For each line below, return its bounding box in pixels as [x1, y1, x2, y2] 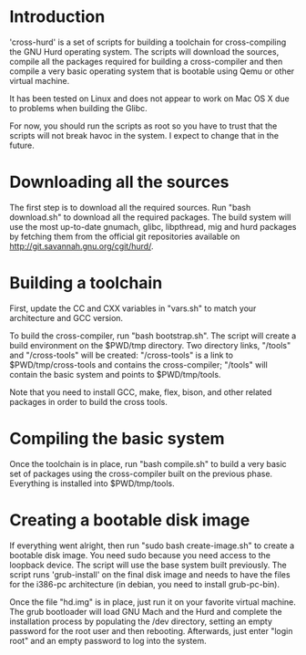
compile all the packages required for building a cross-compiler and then [9, 56, 283, 67]
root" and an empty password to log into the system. [9, 635, 207, 646]
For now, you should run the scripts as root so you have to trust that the [9, 120, 278, 131]
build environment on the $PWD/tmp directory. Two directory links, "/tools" [9, 339, 291, 350]
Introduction [9, 6, 106, 27]
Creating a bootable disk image [9, 509, 250, 530]
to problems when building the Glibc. [9, 102, 148, 113]
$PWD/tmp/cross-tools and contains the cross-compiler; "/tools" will [9, 359, 269, 370]
